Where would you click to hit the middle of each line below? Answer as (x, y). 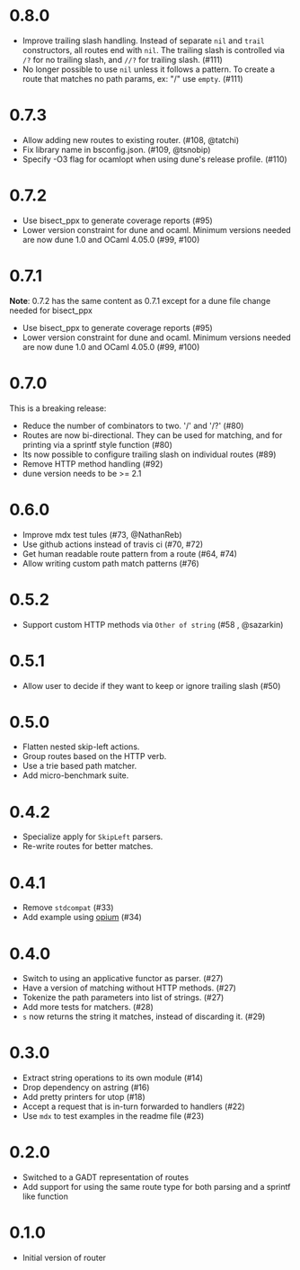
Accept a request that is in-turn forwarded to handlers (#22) (133, 1106)
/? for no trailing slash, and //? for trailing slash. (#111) (122, 59)
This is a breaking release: (58, 408)
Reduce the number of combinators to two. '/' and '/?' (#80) (133, 425)
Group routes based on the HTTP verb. (94, 756)
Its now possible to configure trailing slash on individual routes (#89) (149, 454)
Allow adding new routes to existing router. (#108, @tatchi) (131, 139)
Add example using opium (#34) (82, 917)
